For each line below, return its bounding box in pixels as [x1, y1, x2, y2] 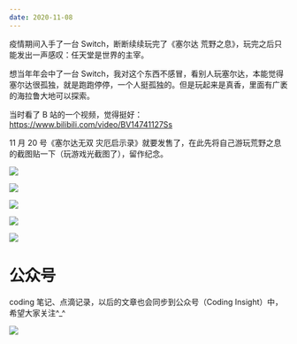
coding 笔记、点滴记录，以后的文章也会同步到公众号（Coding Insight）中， [9, 296, 283, 307]
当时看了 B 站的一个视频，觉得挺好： [9, 109, 143, 119]
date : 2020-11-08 [9, 12, 73, 22]
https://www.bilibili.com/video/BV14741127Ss [9, 118, 173, 129]
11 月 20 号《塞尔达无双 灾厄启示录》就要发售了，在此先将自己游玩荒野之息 [9, 137, 282, 148]
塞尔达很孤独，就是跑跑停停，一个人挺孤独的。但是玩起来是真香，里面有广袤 [9, 79, 288, 89]
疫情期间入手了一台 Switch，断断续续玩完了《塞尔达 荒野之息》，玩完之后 [9, 38, 275, 49]
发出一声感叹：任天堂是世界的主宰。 [16, 50, 148, 60]
